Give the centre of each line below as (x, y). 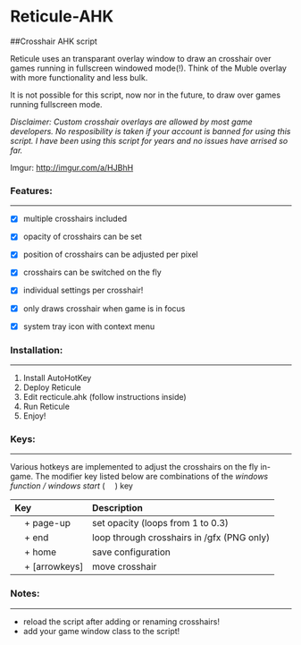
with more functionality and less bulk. (79, 77)
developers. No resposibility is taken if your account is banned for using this (150, 131)
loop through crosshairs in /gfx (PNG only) (181, 538)
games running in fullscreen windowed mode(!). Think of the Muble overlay (148, 68)
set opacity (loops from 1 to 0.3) (160, 523)
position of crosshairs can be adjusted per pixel (111, 255)
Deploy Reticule (52, 387)
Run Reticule (46, 406)
